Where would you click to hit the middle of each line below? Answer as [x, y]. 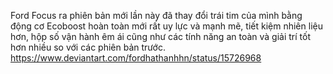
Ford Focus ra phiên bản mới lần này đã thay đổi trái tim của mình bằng [156, 15]
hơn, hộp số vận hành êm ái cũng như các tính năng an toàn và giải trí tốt [160, 36]
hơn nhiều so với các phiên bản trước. [88, 47]
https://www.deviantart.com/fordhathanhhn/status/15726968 [136, 58]
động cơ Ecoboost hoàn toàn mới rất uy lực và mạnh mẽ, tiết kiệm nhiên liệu [166, 26]
